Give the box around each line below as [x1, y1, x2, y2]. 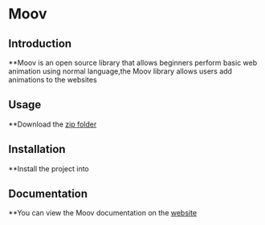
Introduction [8, 37, 72, 50]
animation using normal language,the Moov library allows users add [8, 66, 233, 76]
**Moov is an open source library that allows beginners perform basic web [8, 58, 258, 67]
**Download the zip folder [8, 119, 97, 129]
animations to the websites [8, 75, 98, 84]
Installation [8, 143, 66, 156]
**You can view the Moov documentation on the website [8, 208, 198, 218]
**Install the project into [8, 163, 90, 173]
